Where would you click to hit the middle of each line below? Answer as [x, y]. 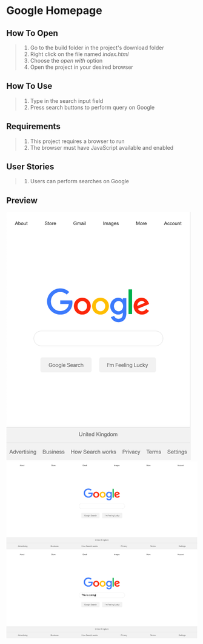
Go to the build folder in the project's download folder [97, 47]
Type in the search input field [67, 100]
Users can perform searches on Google [79, 181]
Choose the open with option [66, 61]
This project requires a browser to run [78, 141]
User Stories [30, 167]
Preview [22, 201]
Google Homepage [54, 11]
